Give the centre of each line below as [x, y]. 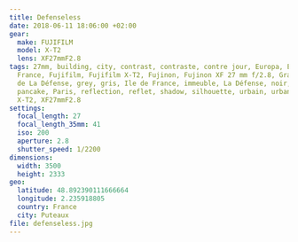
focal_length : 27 [49, 116]
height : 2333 [41, 174]
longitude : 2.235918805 [61, 199]
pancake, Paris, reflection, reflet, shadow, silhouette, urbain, [142, 91]
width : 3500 [39, 166]
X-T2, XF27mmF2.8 [49, 100]
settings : [27, 108]
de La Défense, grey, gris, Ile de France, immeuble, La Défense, [142, 83]
